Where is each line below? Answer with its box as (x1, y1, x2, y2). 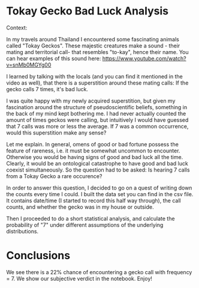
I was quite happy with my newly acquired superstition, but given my (6, 97, 176, 104)
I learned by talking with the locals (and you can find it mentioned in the (6, 73, 183, 80)
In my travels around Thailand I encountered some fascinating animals (6, 35, 180, 43)
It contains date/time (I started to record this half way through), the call (6, 197, 181, 204)
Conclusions (6, 249, 71, 262)
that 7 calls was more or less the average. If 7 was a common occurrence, (6, 122, 189, 130)
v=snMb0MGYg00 (6, 61, 52, 68)
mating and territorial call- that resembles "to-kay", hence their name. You (6, 48, 189, 55)
